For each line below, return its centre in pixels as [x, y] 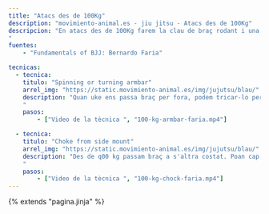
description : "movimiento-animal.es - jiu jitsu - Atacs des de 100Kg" [130, 23]
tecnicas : [25, 68]
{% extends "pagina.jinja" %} [56, 202]
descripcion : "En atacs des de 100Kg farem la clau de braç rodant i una [134, 30]
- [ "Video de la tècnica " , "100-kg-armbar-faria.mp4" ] [132, 120]
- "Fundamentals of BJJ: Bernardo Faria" [92, 53]
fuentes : [23, 46]
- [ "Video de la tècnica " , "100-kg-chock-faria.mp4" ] [130, 179]
